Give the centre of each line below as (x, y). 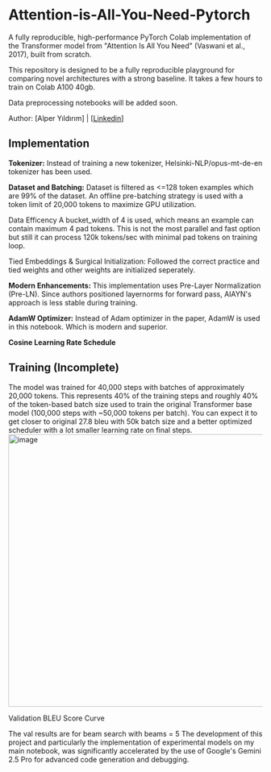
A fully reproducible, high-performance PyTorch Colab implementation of (130, 37)
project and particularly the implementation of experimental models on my (131, 742)
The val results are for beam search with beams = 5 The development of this (135, 733)
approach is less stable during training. (73, 302)
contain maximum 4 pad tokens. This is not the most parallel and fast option (134, 228)
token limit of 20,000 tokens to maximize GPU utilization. (102, 204)
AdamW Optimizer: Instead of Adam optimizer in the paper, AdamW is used (134, 318)
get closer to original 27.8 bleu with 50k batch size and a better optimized (130, 421)
